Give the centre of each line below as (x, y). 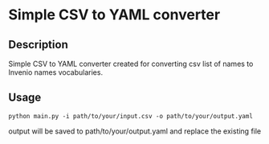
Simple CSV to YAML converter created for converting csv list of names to (131, 64)
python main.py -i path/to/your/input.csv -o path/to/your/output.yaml (130, 116)
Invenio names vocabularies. (55, 72)
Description (38, 45)
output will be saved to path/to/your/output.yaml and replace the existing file (135, 131)
